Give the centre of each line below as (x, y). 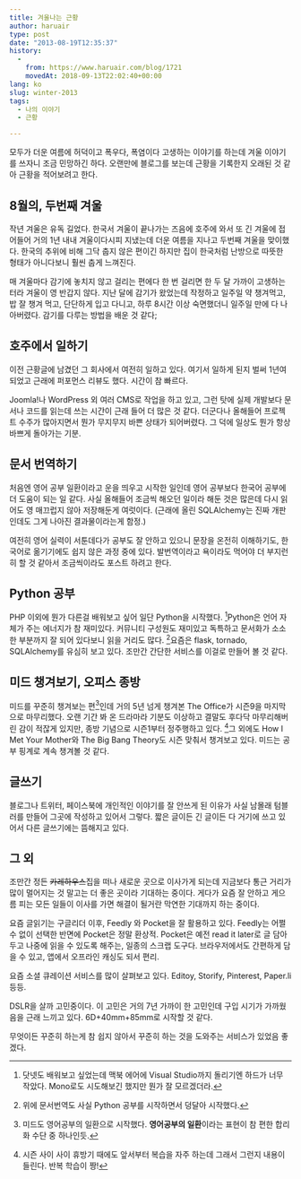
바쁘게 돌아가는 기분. (45, 433)
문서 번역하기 (43, 464)
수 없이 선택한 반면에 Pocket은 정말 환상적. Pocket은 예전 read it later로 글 (140, 934)
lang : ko (26, 84)
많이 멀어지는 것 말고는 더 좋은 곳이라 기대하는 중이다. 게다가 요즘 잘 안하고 (139, 893)
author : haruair (39, 26)
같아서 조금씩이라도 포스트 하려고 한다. (104, 562)
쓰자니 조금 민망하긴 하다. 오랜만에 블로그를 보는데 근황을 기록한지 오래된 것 (150, 163)
